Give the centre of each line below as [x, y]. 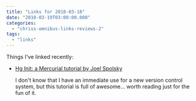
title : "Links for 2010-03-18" [46, 12]
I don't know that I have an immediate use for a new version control [99, 80]
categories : [21, 23]
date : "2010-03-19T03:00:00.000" [48, 17]
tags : [13, 34]
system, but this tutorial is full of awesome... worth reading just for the [102, 87]
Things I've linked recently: [40, 57]
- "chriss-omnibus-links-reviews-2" [58, 29]
